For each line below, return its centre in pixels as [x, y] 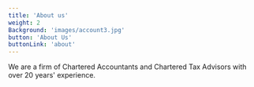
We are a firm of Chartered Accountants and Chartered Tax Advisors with [127, 67]
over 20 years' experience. [52, 75]
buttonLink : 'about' [42, 45]
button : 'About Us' [40, 37]
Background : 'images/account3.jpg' [67, 30]
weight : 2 [24, 23]
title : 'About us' [38, 15]
